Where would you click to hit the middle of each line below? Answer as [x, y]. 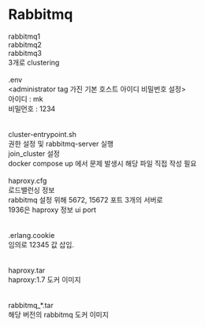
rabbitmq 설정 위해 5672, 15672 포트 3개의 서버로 [86, 199]
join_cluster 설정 [34, 153]
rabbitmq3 [25, 53]
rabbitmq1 [24, 36]
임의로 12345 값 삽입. [41, 244]
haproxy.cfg [28, 180]
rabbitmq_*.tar [31, 305]
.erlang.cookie [32, 235]
